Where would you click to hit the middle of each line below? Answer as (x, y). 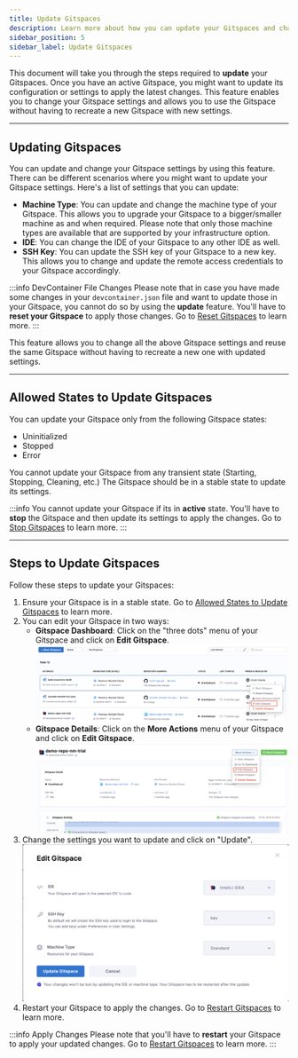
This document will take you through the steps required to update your (138, 73)
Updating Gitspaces (65, 147)
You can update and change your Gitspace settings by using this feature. (142, 169)
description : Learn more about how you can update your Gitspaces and (142, 28)
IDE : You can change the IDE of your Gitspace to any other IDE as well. (151, 242)
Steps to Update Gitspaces (85, 564)
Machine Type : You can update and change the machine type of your (149, 205)
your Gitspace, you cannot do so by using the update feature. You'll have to (148, 307)
